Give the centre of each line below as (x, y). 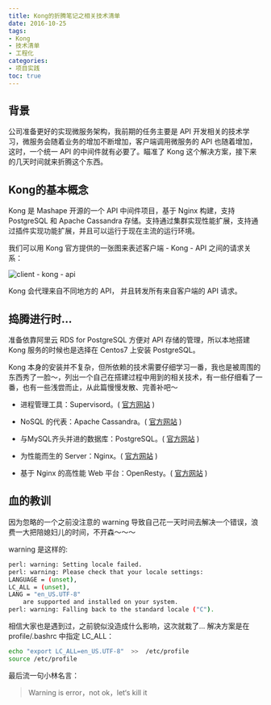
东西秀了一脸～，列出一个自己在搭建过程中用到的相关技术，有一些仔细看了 (132, 377)
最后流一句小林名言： (44, 675)
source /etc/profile (43, 659)
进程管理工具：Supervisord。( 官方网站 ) (88, 405)
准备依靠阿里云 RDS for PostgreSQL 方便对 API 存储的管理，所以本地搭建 (129, 340)
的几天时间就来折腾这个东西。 (58, 162)
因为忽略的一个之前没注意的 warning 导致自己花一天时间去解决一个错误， (130, 522)
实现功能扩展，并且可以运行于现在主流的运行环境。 (114, 231)
